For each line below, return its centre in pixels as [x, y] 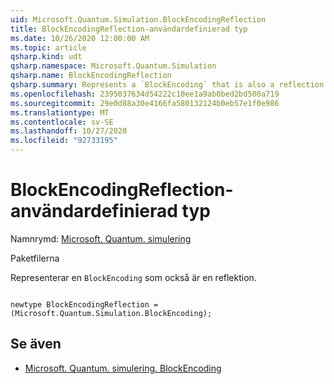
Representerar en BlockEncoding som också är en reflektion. [133, 277]
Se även [36, 344]
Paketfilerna [35, 258]
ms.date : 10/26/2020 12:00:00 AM [80, 38]
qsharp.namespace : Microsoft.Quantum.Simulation [113, 66]
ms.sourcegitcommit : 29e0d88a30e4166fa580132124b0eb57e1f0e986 [145, 103]
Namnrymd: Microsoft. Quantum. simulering [101, 238]
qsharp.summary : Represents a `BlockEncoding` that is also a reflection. [169, 85]
